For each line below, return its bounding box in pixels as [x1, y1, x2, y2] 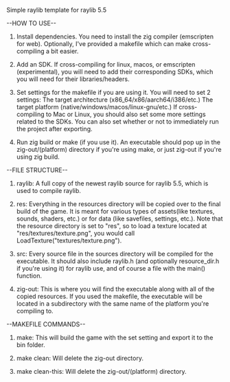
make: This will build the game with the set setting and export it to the [16, 333, 214, 341]
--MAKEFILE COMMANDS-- [6, 320, 86, 328]
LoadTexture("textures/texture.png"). [16, 236, 122, 245]
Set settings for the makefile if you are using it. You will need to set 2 [16, 89, 211, 96]
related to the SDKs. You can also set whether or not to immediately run [16, 117, 219, 126]
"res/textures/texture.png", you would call [16, 229, 135, 237]
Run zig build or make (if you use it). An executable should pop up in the [16, 138, 221, 146]
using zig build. [16, 153, 60, 161]
